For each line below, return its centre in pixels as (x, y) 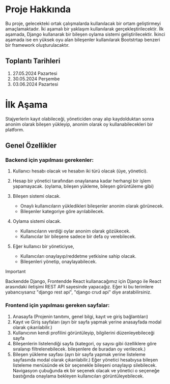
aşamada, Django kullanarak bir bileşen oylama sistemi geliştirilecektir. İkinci (85, 34)
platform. (15, 129)
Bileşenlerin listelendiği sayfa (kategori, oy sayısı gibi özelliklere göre (84, 343)
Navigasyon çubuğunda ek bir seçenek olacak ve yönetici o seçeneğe (86, 370)
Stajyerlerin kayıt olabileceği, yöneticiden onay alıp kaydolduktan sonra (80, 119)
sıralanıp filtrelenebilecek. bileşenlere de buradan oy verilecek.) (79, 349)
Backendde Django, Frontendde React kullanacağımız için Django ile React (83, 281)
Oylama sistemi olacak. (37, 221)
